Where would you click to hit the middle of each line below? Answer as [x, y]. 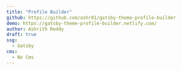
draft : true [21, 35]
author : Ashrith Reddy [35, 29]
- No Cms [23, 57]
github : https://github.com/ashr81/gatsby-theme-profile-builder [91, 18]
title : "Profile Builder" [39, 12]
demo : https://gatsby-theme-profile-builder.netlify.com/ [82, 23]
